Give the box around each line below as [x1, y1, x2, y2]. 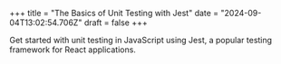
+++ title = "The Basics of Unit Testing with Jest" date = [9, 8, 219, 18]
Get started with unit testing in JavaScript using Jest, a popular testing [9, 35, 273, 45]
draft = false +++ [83, 17, 148, 28]
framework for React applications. [9, 44, 136, 55]
